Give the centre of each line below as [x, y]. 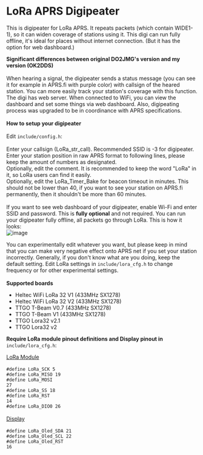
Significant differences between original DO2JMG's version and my [93, 59]
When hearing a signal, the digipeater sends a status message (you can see [101, 78]
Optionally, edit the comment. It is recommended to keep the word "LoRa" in [101, 168]
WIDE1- [184, 28]
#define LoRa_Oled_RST [35, 441]
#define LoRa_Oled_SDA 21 [39, 431]
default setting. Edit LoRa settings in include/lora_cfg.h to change [90, 264]
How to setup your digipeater [44, 123]
